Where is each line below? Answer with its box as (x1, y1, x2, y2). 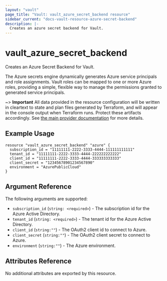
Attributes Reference (5, 257, 72, 266)
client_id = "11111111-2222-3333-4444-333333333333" (9, 156, 122, 161)
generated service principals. (5, 89, 66, 95)
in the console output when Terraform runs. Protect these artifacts (5, 110, 141, 116)
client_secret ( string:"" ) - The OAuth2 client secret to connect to (12, 232, 151, 238)
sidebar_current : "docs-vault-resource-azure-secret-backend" (5, 16, 137, 21)
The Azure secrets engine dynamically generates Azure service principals (5, 73, 157, 80)
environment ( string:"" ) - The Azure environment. (12, 243, 116, 249)
